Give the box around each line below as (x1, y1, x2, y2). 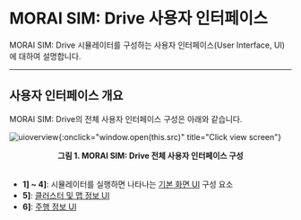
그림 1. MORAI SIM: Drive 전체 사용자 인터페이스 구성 (57, 150, 244, 161)
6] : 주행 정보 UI (21, 201, 77, 212)
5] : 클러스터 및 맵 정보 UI (21, 189, 110, 200)
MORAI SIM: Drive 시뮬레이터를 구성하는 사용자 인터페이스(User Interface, (9, 40, 272, 50)
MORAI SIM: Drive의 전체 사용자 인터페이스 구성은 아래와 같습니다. (9, 113, 243, 124)
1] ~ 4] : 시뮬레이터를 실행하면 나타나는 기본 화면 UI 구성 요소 (21, 179, 234, 189)
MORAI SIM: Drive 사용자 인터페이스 (9, 8, 269, 29)
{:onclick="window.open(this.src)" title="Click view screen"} (57, 131, 282, 142)
